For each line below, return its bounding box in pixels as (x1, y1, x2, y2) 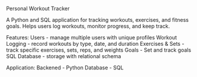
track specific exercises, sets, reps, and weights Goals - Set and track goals (6, 46, 191, 53)
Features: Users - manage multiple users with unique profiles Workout (6, 34, 177, 41)
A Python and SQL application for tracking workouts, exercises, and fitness (6, 16, 189, 23)
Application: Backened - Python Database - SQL (6, 64, 124, 71)
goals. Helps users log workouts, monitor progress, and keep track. (6, 23, 170, 29)
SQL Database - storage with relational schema (6, 53, 121, 59)
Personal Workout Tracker (6, 5, 70, 12)
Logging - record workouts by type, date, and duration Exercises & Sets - (6, 41, 185, 47)
